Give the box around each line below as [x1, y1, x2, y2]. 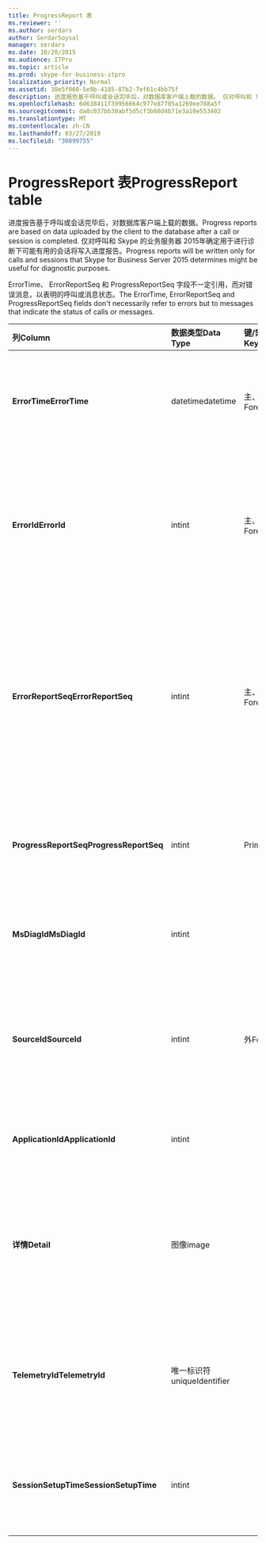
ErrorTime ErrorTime [12, 396, 89, 407]
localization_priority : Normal [8, 78, 112, 86]
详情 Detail [12, 1240, 51, 1251]
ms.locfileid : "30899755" [8, 136, 93, 145]
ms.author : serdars [8, 26, 73, 34]
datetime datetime [171, 396, 237, 407]
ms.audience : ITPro [8, 56, 73, 64]
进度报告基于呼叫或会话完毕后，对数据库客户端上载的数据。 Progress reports [8, 218, 257, 227]
